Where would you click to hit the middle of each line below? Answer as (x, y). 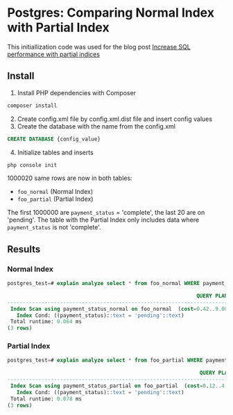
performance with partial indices (54, 54)
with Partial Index (58, 27)
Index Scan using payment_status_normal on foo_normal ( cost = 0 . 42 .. (113, 309)
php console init (32, 165)
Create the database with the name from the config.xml (96, 126)
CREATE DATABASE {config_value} (54, 139)
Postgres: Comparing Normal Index (111, 13)
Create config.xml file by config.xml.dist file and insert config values (115, 119)
